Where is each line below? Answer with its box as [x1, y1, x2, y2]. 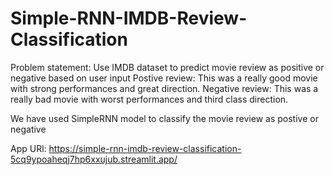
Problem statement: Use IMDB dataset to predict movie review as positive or [10, 61, 325, 73]
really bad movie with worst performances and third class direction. [10, 93, 289, 105]
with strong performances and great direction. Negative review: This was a [10, 82, 319, 94]
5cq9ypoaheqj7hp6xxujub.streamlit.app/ [10, 153, 178, 165]
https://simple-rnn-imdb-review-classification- [48, 142, 242, 154]
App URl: [10, 142, 47, 154]
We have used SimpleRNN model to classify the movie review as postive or [10, 112, 319, 124]
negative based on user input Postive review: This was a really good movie [10, 72, 318, 84]
